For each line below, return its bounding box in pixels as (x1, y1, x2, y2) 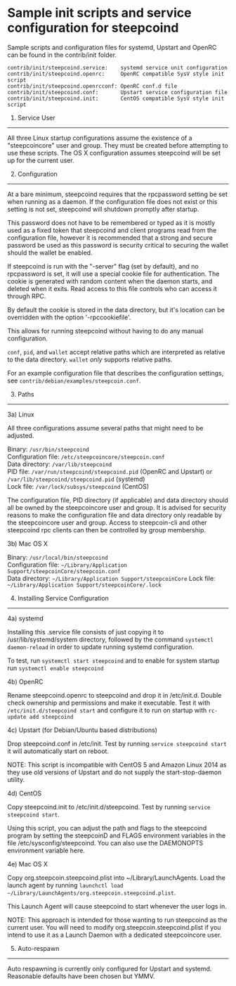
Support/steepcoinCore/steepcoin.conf (7, 568, 121, 575)
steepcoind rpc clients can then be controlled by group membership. (7, 525, 206, 534)
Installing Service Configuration (17, 594, 109, 602)
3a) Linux (7, 410, 35, 418)
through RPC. (7, 292, 46, 300)
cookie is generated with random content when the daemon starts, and (7, 276, 213, 286)
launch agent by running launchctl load (7, 881, 124, 889)
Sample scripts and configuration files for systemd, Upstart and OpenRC (7, 43, 217, 51)
